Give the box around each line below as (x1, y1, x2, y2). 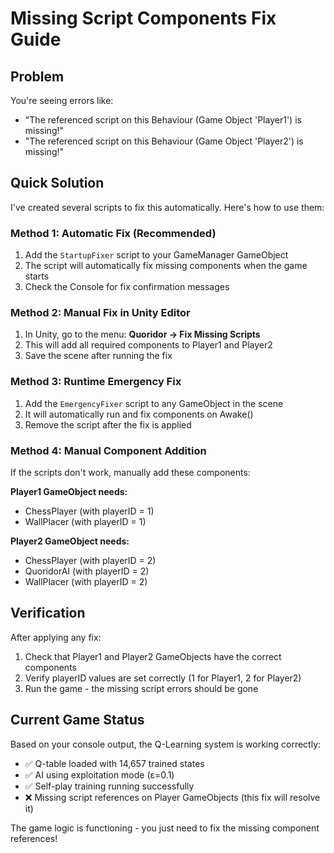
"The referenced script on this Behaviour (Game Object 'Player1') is (24, 114, 302, 126)
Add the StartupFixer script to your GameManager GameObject (24, 249, 289, 261)
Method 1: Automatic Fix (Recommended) (10, 226, 217, 240)
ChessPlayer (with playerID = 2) (24, 555, 157, 566)
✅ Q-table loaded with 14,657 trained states (24, 757, 205, 769)
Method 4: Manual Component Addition (10, 443, 207, 457)
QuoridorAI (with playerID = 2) (24, 565, 150, 577)
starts (24, 270, 50, 282)
